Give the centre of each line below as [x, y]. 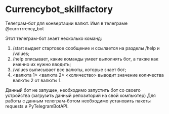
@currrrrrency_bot [25, 28]
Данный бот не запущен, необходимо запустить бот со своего [73, 90]
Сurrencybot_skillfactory [59, 9]
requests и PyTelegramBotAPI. [37, 106]
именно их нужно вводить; [42, 64]
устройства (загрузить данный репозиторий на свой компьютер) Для [80, 95]
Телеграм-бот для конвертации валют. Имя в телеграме [67, 23]
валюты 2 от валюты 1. [37, 80]
